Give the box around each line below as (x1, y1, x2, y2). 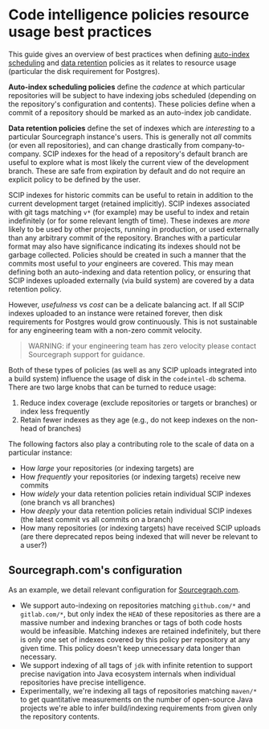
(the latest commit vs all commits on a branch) (19, 514, 174, 524)
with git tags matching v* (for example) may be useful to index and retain (8, 207, 250, 216)
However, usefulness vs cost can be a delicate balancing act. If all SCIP (8, 299, 245, 309)
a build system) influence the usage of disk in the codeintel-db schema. (8, 373, 247, 383)
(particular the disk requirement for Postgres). (8, 66, 161, 76)
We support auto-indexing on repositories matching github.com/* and (19, 600, 251, 610)
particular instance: (8, 447, 72, 457)
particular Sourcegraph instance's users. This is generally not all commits (8, 131, 252, 142)
